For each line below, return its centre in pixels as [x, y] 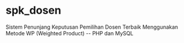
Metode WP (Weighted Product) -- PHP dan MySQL [69, 33]
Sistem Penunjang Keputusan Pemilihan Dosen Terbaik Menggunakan [92, 27]
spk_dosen [33, 10]
